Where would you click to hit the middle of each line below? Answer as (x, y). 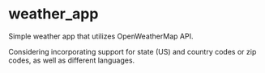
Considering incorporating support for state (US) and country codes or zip (132, 51)
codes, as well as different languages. (72, 60)
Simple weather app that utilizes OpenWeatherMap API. (101, 36)
